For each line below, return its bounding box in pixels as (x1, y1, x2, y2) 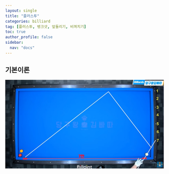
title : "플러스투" (5, 13, 40, 19)
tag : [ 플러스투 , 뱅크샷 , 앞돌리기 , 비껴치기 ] (5, 24, 87, 29)
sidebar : (5, 40, 24, 45)
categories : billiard (5, 19, 51, 24)
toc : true (5, 29, 26, 35)
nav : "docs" (10, 45, 35, 50)
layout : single (5, 8, 37, 13)
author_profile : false (5, 35, 53, 40)
